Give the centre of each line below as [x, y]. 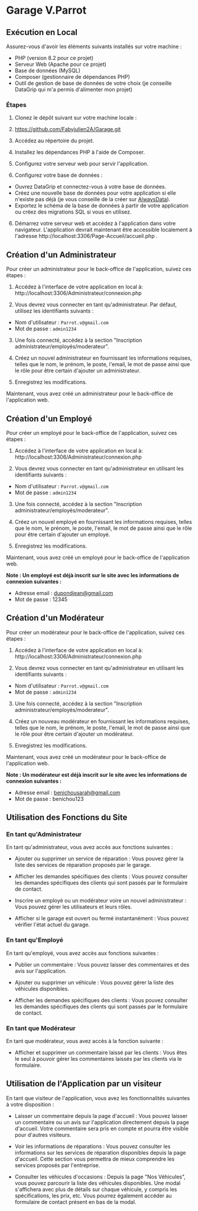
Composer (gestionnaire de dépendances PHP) [72, 77]
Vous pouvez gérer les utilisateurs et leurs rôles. [73, 907]
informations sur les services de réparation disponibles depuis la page [100, 1152]
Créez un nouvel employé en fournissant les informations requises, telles [103, 522]
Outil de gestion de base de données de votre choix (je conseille [93, 83]
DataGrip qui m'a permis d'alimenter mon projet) [74, 89]
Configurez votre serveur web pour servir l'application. [82, 164]
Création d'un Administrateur [61, 255]
